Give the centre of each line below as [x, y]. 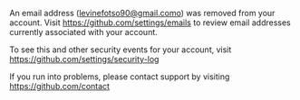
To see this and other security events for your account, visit [121, 50]
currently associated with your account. [84, 32]
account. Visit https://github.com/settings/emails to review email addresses [150, 23]
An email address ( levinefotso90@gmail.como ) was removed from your [142, 13]
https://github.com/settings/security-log [84, 59]
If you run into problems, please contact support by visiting [120, 77]
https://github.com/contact [60, 86]
